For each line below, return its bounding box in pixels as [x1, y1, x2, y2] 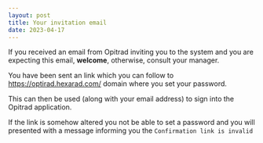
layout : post [8, 11, 51, 20]
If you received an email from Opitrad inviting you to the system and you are [8, 48, 254, 57]
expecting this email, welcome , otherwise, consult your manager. [8, 55, 220, 65]
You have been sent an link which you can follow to [8, 71, 174, 80]
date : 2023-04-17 [8, 26, 65, 34]
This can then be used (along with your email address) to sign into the [8, 95, 234, 104]
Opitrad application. [8, 102, 72, 112]
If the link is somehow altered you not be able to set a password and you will [8, 118, 255, 127]
